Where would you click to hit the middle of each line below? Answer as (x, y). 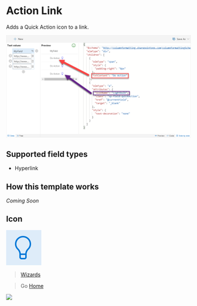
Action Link (34, 11)
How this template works (52, 186)
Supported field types (47, 154)
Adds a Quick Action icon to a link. (47, 27)
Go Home (32, 286)
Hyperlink (26, 169)
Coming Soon (23, 201)
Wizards (30, 274)
